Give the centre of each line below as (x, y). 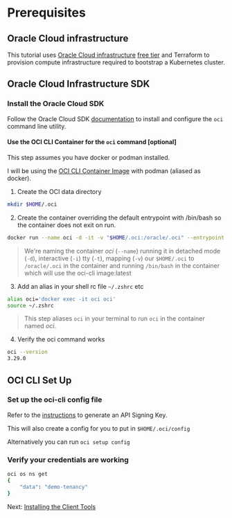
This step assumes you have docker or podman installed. (89, 157)
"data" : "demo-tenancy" (54, 487)
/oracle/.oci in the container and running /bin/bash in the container (122, 265)
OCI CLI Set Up (39, 380)
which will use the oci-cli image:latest (78, 273)
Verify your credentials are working (68, 460)
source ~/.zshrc (30, 305)
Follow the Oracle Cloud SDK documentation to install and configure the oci (115, 118)
